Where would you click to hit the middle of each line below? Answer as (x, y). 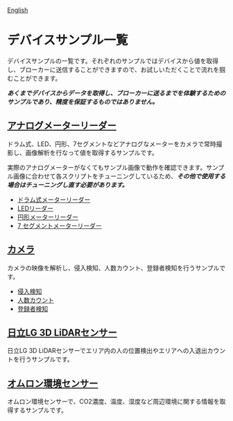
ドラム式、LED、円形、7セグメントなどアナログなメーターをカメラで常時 (112, 144)
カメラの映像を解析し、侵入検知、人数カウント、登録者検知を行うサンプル (113, 268)
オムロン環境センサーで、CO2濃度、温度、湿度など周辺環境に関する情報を (113, 402)
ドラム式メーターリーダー (54, 199)
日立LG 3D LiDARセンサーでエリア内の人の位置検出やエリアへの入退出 (107, 351)
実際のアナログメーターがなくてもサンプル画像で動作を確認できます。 (107, 167)
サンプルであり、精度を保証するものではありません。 (83, 102)
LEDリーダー (35, 208)
